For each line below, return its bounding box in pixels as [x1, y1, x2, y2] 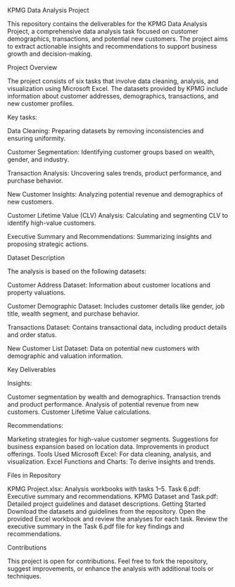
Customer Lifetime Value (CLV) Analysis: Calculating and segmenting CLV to [7, 211, 229, 219]
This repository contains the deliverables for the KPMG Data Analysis [7, 20, 208, 27]
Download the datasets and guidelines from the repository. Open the [7, 507, 206, 515]
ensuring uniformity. [7, 134, 66, 142]
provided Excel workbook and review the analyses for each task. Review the [7, 514, 229, 523]
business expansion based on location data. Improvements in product [7, 443, 210, 450]
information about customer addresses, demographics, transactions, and [7, 92, 219, 100]
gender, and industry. [7, 155, 70, 163]
